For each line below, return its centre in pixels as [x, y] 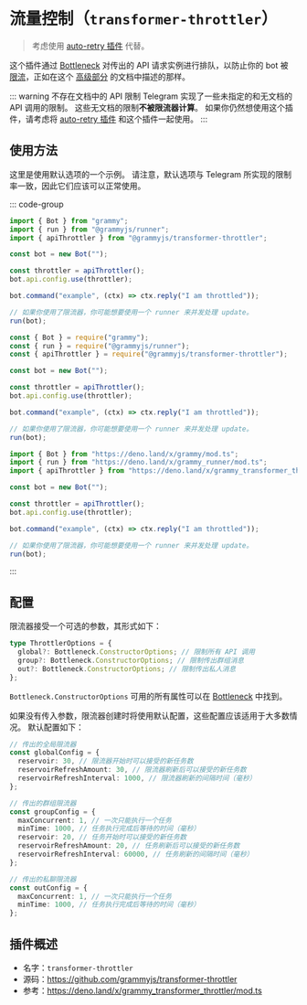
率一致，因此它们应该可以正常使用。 [78, 186]
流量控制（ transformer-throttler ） [143, 19]
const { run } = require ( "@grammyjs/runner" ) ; [100, 346]
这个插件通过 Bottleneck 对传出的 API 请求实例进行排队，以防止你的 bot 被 [149, 65]
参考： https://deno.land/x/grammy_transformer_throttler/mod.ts [142, 990]
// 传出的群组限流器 [43, 803]
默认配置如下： [55, 727]
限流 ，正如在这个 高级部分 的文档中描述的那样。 [100, 76]
